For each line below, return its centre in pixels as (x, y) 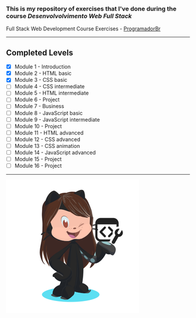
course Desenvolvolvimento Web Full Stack (69, 16)
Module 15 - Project (38, 159)
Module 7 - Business (39, 106)
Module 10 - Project (38, 126)
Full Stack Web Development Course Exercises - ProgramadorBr (83, 29)
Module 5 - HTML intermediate (52, 93)
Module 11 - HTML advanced (49, 133)
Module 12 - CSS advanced (47, 139)
